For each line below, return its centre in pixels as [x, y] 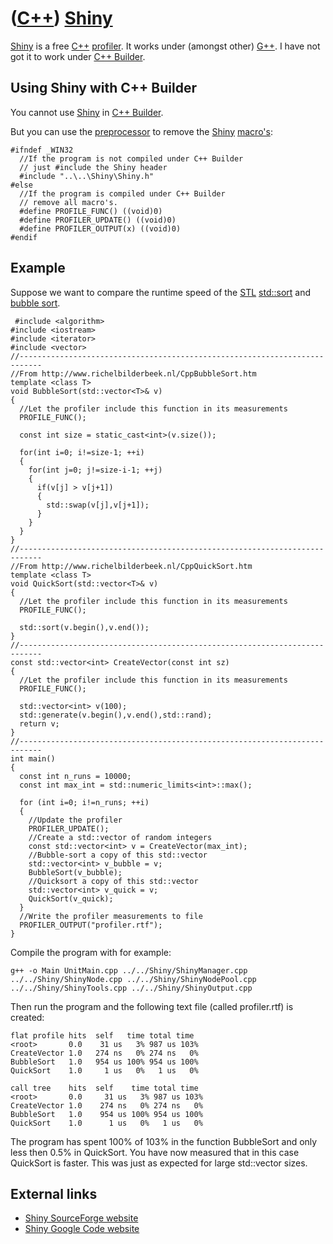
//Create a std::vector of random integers [120, 837]
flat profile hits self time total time [102, 1035]
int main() [33, 758]
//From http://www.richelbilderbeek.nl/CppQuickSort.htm [131, 566]
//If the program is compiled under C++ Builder [122, 193]
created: [27, 1017]
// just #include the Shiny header [93, 167]
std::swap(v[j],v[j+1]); [98, 505]
